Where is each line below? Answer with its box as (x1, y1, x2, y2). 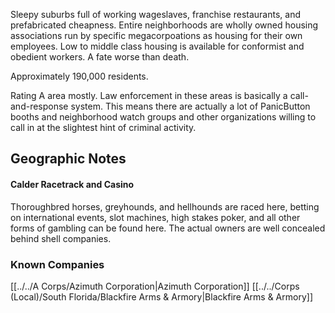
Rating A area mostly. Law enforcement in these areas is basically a (10, 90, 288, 101)
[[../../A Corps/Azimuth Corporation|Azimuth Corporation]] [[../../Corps (10, 280, 300, 292)
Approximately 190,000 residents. (10, 70, 149, 82)
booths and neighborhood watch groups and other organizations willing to (10, 111, 317, 123)
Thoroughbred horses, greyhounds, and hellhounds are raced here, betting (10, 200, 320, 213)
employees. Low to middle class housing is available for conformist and (10, 40, 305, 52)
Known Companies (10, 257, 105, 271)
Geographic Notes (10, 150, 127, 168)
